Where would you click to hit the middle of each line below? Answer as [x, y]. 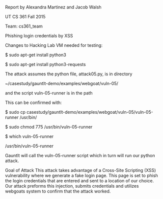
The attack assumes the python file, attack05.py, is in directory [69, 74]
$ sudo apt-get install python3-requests [45, 64]
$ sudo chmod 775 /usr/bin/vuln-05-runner [49, 127]
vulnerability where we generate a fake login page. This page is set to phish [81, 175]
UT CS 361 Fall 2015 [25, 17]
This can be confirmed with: [34, 102]
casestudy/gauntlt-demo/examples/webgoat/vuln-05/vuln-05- [90, 112]
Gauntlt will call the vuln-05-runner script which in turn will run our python [80, 155]
